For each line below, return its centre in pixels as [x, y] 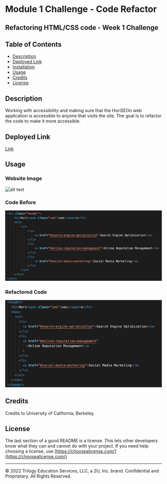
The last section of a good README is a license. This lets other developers [82, 441]
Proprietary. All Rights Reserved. [38, 476]
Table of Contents [34, 44]
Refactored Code [26, 292]
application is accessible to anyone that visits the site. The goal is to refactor [83, 116]
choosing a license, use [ [31, 451]
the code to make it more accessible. [43, 121]
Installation [24, 67]
